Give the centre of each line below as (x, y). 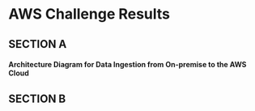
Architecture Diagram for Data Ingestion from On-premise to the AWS (127, 65)
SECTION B (37, 98)
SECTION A (38, 44)
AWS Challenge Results (89, 14)
